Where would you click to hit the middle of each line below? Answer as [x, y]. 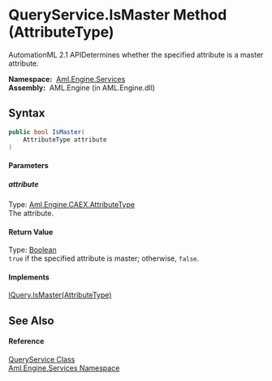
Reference [26, 341]
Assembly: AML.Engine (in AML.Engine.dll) [82, 88]
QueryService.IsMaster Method [118, 15]
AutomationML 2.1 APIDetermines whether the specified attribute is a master [136, 54]
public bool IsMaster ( [47, 132]
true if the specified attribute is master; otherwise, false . [104, 258]
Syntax [27, 113]
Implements [29, 277]
